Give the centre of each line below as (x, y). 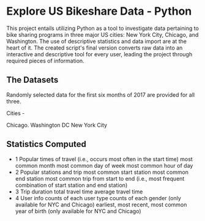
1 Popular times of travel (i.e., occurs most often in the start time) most (104, 159)
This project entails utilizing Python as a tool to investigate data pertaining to (102, 28)
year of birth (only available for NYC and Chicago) (78, 211)
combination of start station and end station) (71, 185)
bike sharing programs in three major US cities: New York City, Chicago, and (102, 34)
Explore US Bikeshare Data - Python (99, 11)
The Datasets (32, 80)
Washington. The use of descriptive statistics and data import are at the (96, 41)
